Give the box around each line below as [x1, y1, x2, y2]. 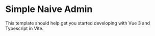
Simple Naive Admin [5, 3, 93, 15]
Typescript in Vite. [5, 25, 44, 31]
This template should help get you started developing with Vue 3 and [5, 20, 150, 26]
